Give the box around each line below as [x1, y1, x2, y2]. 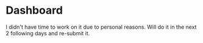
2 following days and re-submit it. [5, 29, 90, 36]
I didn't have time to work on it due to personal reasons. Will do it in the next [5, 23, 197, 30]
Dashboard [5, 4, 63, 17]
